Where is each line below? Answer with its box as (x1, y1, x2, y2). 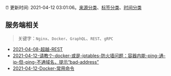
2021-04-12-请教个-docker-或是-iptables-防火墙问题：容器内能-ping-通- (12, 53, 166, 59)
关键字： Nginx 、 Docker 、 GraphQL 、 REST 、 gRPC (17, 35, 113, 41)
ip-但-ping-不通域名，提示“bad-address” (12, 59, 99, 65)
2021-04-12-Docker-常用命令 (12, 65, 75, 71)
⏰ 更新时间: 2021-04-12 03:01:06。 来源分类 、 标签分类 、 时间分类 (5, 5, 142, 10)
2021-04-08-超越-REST (12, 46, 63, 52)
